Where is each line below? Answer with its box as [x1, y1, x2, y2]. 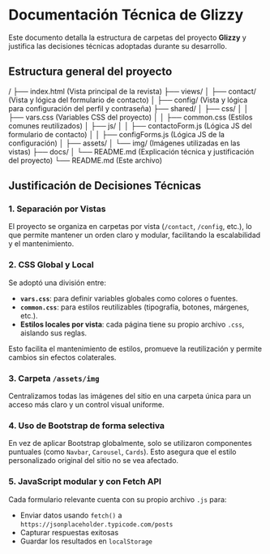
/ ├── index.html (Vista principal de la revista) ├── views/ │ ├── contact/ [8, 86, 257, 96]
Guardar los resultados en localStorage [19, 536, 152, 546]
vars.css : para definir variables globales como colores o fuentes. [19, 293, 238, 303]
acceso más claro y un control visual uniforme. [8, 400, 165, 409]
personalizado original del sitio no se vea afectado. [8, 456, 179, 465]
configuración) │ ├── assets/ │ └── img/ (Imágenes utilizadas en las [8, 138, 241, 148]
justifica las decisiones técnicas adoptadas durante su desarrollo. [8, 41, 227, 50]
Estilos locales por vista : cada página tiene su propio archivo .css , [19, 319, 245, 329]
